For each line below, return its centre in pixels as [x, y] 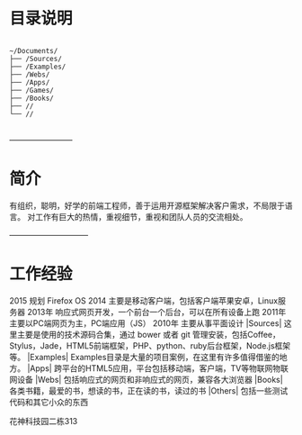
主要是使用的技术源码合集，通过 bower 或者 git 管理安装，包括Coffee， [149, 334]
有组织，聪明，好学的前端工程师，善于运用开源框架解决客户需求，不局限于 [147, 205]
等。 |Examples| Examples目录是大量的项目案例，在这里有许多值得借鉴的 [145, 357]
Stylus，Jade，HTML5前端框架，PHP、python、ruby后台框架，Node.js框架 [150, 345]
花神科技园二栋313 [44, 421]
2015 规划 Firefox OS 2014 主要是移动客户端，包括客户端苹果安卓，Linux [144, 300]
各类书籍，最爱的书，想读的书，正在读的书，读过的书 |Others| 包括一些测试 [149, 390]
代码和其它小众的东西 [49, 402]
